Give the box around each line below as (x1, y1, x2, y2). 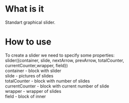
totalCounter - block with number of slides (5, 78, 90, 84)
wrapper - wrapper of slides (5, 88, 62, 94)
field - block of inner (5, 93, 46, 99)
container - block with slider (5, 68, 62, 74)
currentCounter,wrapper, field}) (5, 62, 68, 68)
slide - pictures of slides (5, 73, 54, 78)
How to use (5, 36, 52, 47)
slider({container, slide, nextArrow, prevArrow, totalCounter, (5, 57, 124, 63)
